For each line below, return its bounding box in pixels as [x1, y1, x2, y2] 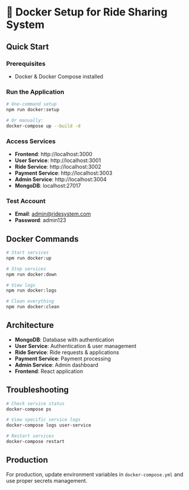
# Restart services [6, 433, 55, 439]
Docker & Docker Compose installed [14, 72, 104, 80]
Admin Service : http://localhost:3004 [14, 175, 107, 183]
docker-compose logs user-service [6, 422, 92, 428]
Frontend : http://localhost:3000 [14, 150, 93, 157]
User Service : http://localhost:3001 [14, 157, 101, 164]
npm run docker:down [6, 271, 57, 277]
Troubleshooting [6, 385, 69, 395]
